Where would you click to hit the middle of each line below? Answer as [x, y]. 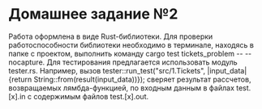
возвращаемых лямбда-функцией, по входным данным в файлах [122, 88]
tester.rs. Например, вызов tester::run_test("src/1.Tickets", [107, 70]
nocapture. [27, 62]
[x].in [17, 96]
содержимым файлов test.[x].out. [91, 96]
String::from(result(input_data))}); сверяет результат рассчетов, [142, 79]
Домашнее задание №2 [93, 14]
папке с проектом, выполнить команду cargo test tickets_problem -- [126, 53]
